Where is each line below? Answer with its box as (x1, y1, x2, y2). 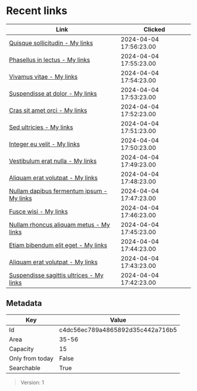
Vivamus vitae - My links (9, 72, 78, 80)
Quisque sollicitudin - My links (9, 39, 93, 47)
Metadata (6, 298, 42, 308)
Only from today (9, 354, 54, 362)
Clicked (143, 25, 165, 33)
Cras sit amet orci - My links (9, 106, 87, 114)
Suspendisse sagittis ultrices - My (9, 271, 104, 279)
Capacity (9, 345, 34, 353)
